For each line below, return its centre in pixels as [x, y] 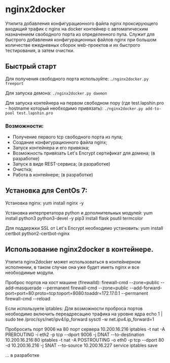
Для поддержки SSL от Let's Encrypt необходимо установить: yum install [84, 228]
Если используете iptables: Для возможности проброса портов [74, 308]
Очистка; [23, 169]
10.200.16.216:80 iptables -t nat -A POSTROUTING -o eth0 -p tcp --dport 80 [85, 340]
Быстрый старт [31, 66]
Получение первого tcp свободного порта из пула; [68, 137]
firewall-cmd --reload [28, 298]
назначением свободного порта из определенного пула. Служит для [80, 34]
